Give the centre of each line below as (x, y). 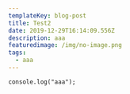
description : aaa (37, 38)
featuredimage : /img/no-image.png (65, 45)
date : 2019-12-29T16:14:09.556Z (61, 30)
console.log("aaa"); (42, 82)
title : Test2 (30, 23)
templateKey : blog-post (48, 16)
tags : (17, 53)
